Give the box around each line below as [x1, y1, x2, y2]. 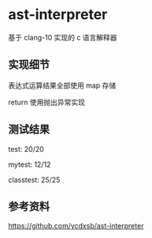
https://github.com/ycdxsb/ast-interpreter [8, 221, 144, 231]
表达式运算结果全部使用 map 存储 [8, 81, 117, 90]
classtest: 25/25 [8, 175, 61, 184]
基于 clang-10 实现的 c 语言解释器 [8, 32, 117, 42]
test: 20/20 [8, 144, 45, 153]
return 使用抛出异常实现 [8, 97, 85, 107]
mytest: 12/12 [8, 160, 51, 169]
